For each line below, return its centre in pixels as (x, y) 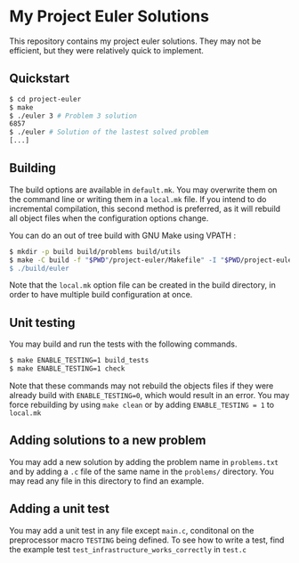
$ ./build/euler (39, 268)
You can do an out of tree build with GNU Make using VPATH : (123, 235)
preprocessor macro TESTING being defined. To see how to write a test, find (147, 540)
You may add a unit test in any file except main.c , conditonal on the (132, 530)
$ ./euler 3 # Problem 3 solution (73, 116)
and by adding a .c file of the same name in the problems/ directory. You (141, 471)
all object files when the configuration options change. (109, 218)
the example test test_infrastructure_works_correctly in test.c (128, 549)
